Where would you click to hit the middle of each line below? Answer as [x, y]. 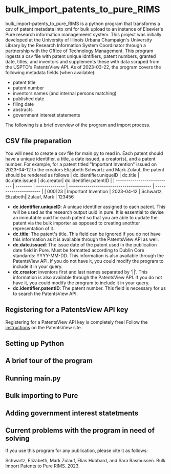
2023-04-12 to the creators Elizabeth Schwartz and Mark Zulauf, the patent [85, 169]
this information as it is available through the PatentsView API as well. [86, 239]
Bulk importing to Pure [42, 396]
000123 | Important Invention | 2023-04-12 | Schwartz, [105, 191]
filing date [23, 104]
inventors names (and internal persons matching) [65, 93]
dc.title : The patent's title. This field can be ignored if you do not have [87, 234]
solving [17, 438]
